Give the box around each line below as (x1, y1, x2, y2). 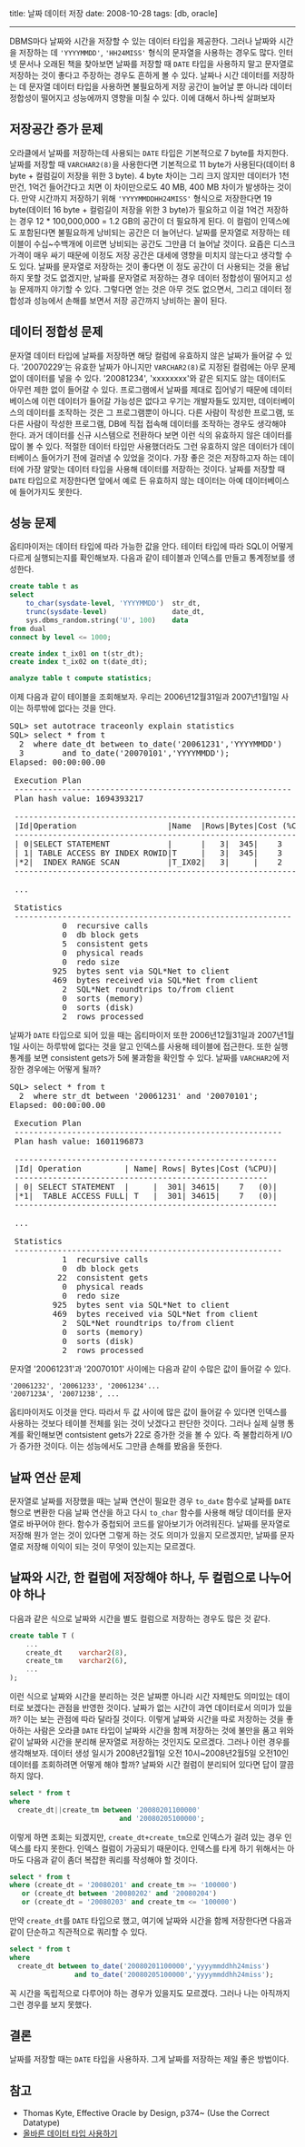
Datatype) (22, 2117, 61, 2128)
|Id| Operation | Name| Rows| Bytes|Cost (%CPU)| (14, 1163, 279, 1174)
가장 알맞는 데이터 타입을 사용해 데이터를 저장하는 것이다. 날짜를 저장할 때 (25, 463, 286, 474)
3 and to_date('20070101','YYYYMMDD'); (18, 748, 230, 758)
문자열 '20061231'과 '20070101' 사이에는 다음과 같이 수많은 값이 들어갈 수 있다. (9, 1363, 291, 1374)
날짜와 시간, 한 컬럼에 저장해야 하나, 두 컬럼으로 (9, 1570, 256, 1586)
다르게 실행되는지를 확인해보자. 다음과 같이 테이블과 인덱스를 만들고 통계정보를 (9, 552, 286, 563)
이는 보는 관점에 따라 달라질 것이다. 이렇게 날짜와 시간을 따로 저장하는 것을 (22, 1714, 284, 1725)
